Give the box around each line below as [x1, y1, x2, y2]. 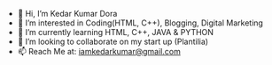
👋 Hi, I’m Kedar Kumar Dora [17, 9, 118, 18]
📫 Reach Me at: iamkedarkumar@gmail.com [17, 47, 182, 56]
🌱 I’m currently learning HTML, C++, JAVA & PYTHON [17, 27, 214, 37]
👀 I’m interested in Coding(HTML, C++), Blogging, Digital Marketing [17, 18, 264, 28]
